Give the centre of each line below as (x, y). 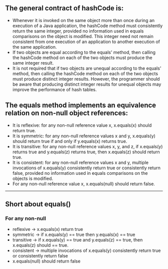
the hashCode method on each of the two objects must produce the (82, 58)
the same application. (34, 47)
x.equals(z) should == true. (40, 245)
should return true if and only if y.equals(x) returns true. (70, 141)
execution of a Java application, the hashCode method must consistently (87, 26)
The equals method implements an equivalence (81, 105)
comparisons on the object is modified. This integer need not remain (83, 36)
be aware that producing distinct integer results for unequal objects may (87, 84)
